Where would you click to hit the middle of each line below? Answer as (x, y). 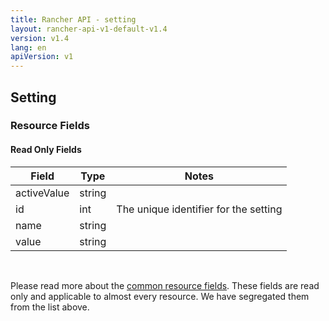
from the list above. (50, 307)
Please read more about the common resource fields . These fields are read (165, 285)
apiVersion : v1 (42, 57)
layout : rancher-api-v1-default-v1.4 (89, 29)
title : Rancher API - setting (73, 19)
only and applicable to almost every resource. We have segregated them (160, 296)
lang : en (28, 47)
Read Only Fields (46, 150)
